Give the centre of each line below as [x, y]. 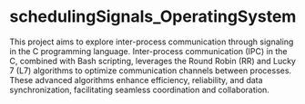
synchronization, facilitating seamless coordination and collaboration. [140, 90]
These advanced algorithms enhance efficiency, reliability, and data [136, 80]
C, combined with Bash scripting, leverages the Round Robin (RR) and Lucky [152, 61]
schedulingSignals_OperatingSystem [153, 17]
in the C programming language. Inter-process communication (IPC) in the [148, 51]
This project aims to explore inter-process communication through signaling [152, 42]
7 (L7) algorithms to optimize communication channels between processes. [151, 71]
